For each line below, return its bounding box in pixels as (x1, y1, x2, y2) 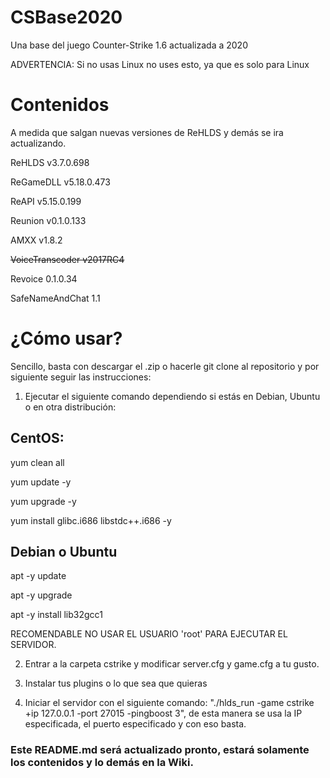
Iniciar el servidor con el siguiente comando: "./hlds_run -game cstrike (24, 697, 315, 709)
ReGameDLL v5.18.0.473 (10, 176, 111, 188)
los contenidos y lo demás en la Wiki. (10, 756, 194, 770)
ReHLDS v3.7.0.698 (10, 156, 90, 168)
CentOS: (10, 430, 65, 447)
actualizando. (10, 137, 67, 149)
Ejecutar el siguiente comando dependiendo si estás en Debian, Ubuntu (24, 390, 321, 402)
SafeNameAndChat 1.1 (10, 292, 101, 304)
